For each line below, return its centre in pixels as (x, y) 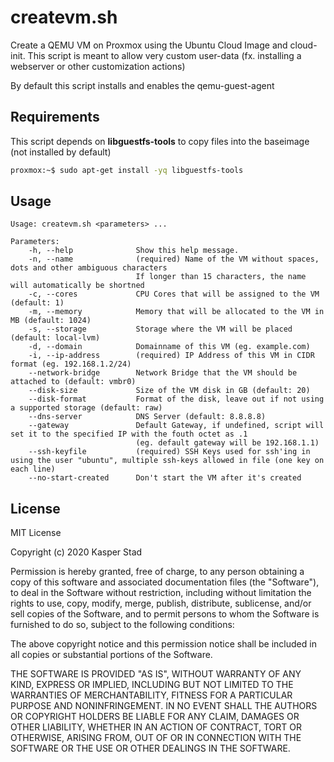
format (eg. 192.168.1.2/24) (71, 364)
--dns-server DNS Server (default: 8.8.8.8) (147, 417)
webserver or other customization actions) (98, 66)
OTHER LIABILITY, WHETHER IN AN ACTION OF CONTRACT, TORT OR (156, 727)
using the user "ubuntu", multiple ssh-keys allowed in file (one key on (167, 461)
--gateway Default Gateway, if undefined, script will (176, 426)
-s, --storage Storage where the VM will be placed (160, 329)
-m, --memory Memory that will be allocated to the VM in (176, 312)
